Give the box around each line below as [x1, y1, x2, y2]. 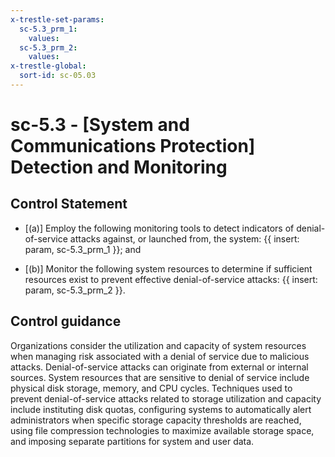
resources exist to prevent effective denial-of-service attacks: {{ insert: [24, 273, 318, 285]
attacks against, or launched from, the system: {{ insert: [69, 232, 300, 245]
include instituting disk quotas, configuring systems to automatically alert [10, 403, 312, 415]
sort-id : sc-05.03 [19, 71, 97, 81]
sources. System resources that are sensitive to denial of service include [10, 371, 310, 383]
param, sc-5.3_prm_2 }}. [24, 284, 126, 296]
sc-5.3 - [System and [10, 114, 190, 136]
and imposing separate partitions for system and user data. [10, 435, 255, 447]
